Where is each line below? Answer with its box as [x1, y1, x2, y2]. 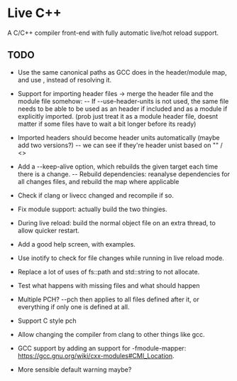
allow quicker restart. [17, 226, 80, 235]
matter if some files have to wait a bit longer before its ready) [17, 119, 197, 128]
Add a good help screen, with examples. [17, 240, 136, 248]
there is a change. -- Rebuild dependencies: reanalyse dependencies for [17, 169, 231, 178]
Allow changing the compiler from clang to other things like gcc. [17, 330, 205, 338]
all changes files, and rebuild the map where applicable [17, 177, 180, 186]
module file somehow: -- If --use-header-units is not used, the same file [17, 97, 229, 105]
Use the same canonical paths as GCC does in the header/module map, [17, 68, 227, 76]
